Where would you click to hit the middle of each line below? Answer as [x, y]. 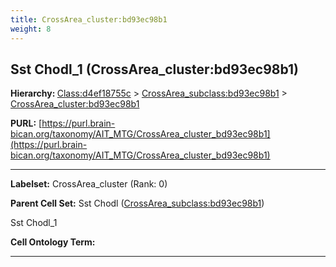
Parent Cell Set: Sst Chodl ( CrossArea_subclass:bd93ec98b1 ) [137, 203]
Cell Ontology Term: [53, 242]
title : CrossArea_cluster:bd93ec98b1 [89, 19]
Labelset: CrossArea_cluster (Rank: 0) [89, 184]
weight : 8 [31, 29]
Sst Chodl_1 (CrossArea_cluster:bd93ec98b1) [155, 69]
